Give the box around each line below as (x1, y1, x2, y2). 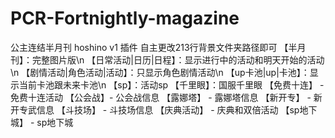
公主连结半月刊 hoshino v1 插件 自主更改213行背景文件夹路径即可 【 (10, 41, 289, 53)
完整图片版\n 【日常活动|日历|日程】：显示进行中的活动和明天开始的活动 (31, 53, 325, 66)
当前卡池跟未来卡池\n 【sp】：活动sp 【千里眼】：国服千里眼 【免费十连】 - (18, 78, 325, 91)
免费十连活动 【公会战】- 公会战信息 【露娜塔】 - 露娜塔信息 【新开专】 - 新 (10, 91, 323, 103)
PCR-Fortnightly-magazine (10, 7, 240, 30)
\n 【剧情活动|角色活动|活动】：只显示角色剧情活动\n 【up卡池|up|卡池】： (10, 66, 310, 78)
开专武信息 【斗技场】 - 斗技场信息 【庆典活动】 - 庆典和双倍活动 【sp (10, 103, 300, 116)
